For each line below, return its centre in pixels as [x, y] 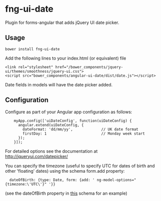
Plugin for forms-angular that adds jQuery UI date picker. [62, 22]
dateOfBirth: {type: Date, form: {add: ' [52, 180]
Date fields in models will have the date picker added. [59, 84]
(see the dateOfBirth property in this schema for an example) [66, 193]
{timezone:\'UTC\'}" [26, 184]
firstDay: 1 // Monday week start [84, 133]
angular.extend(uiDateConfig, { [51, 125]
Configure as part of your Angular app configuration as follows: [69, 112]
